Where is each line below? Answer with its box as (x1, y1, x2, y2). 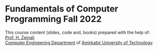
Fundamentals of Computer (5, 3, 118, 14)
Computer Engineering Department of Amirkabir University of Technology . (5, 39, 154, 45)
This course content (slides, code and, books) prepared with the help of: (5, 29, 150, 35)
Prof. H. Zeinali (5, 35, 35, 40)
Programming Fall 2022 (5, 13, 102, 25)
